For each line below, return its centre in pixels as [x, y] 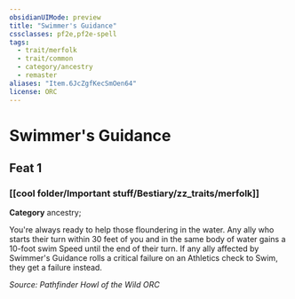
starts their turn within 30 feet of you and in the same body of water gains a [147, 240]
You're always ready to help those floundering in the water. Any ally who [142, 230]
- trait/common [45, 59]
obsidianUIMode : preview [55, 17]
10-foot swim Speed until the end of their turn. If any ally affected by [134, 248]
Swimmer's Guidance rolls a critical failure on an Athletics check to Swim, [144, 258]
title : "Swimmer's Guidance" [63, 26]
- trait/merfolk [47, 51]
